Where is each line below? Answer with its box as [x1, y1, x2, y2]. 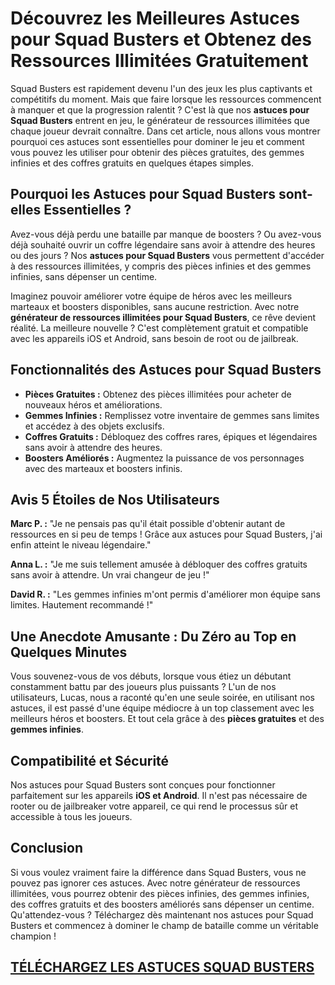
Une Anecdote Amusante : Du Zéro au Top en [10, 628, 297, 645]
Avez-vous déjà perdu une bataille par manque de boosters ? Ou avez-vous [10, 228, 322, 240]
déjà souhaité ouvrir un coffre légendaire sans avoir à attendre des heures [10, 238, 316, 251]
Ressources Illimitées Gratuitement [10, 50, 309, 72]
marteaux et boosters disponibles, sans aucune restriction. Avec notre [10, 300, 300, 312]
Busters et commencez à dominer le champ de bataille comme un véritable [10, 919, 319, 931]
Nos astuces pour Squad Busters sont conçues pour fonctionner [10, 779, 276, 791]
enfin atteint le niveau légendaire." [10, 539, 152, 551]
